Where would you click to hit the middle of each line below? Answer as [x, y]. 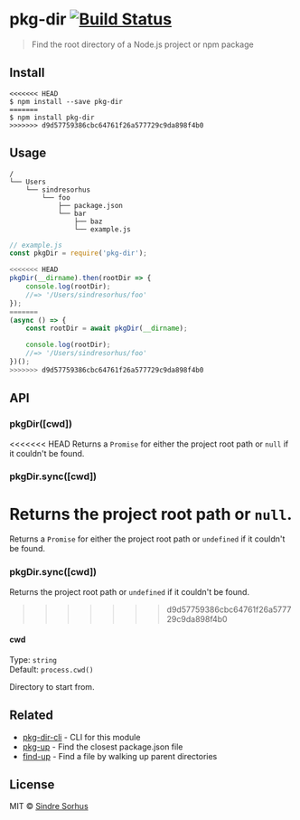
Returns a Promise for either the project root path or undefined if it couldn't [147, 539]
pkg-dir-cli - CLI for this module [81, 737]
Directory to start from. [52, 686]
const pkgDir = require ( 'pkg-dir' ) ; [78, 253]
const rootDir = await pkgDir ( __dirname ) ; [107, 329]
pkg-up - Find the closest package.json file [103, 747]
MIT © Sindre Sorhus [49, 806]
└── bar [72, 213]
